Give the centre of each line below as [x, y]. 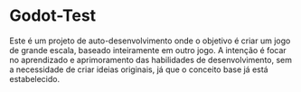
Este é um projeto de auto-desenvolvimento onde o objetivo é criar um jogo [150, 41]
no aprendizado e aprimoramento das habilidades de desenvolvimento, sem [150, 60]
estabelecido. [35, 78]
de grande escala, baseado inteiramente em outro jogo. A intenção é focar [148, 50]
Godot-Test [53, 16]
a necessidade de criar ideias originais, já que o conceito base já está [139, 69]
